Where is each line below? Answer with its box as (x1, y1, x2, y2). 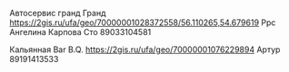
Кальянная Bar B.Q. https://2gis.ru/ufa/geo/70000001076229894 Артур (9, 44, 281, 55)
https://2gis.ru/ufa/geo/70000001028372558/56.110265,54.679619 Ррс (9, 17, 276, 28)
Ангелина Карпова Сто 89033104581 (9, 27, 152, 37)
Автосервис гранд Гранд (9, 8, 106, 18)
